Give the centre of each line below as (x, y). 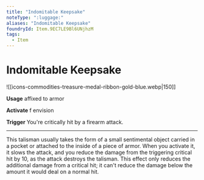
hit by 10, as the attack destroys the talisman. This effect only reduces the (98, 159)
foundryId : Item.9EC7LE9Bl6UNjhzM (50, 29)
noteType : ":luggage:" (35, 18)
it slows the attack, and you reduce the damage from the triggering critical (99, 152)
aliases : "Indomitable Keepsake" (49, 23)
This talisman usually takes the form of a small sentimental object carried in (101, 139)
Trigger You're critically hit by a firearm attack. (65, 122)
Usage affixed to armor (36, 98)
